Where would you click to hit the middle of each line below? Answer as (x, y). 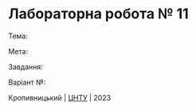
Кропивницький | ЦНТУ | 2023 (60, 97)
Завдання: (26, 67)
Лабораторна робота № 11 (98, 14)
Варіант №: (27, 82)
